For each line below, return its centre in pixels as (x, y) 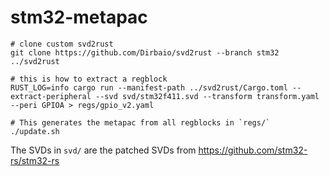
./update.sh (35, 131)
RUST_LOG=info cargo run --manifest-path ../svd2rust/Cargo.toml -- (156, 87)
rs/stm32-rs (35, 160)
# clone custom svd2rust (62, 44)
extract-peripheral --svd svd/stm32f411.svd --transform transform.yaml (165, 96)
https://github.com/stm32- (253, 150)
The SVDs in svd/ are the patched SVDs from (103, 150)
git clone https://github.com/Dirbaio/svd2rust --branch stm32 (145, 52)
